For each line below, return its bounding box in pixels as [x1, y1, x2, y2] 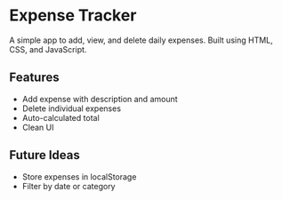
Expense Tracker [9, 5, 137, 26]
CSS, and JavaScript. [9, 44, 87, 54]
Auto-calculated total [21, 112, 100, 123]
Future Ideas [9, 148, 80, 163]
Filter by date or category [21, 180, 116, 191]
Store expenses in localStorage [21, 171, 137, 182]
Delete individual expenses [21, 103, 122, 114]
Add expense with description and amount [21, 93, 178, 104]
